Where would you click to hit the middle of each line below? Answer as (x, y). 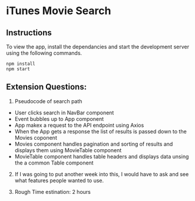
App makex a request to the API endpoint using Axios (79, 125)
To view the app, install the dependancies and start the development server (98, 47)
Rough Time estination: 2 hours (53, 192)
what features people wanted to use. (59, 180)
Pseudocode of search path (48, 101)
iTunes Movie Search (59, 11)
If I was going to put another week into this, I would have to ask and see (102, 174)
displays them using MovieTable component (68, 150)
